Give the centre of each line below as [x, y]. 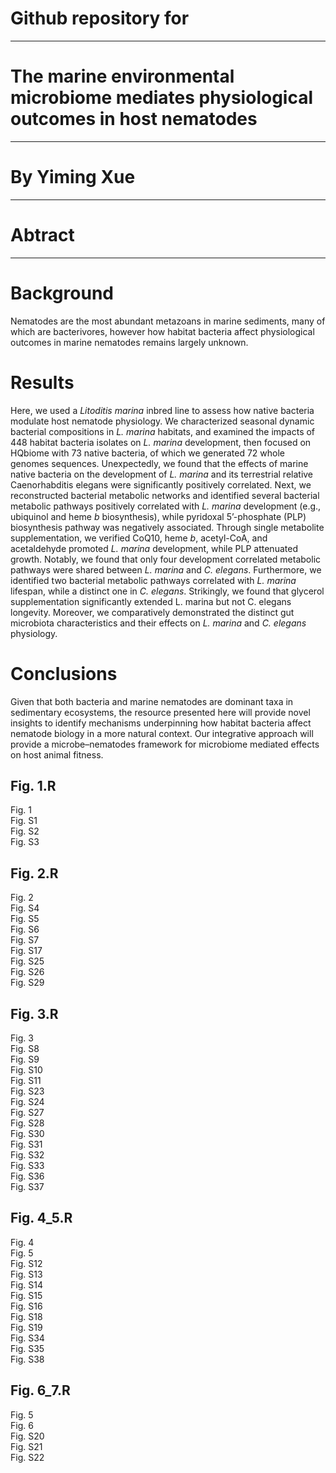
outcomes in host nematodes [134, 119]
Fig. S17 [26, 951]
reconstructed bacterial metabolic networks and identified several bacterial [165, 495]
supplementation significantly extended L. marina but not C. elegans [151, 601]
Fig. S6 [25, 929]
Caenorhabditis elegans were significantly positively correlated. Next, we [161, 484]
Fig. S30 [27, 1133]
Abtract [42, 235]
